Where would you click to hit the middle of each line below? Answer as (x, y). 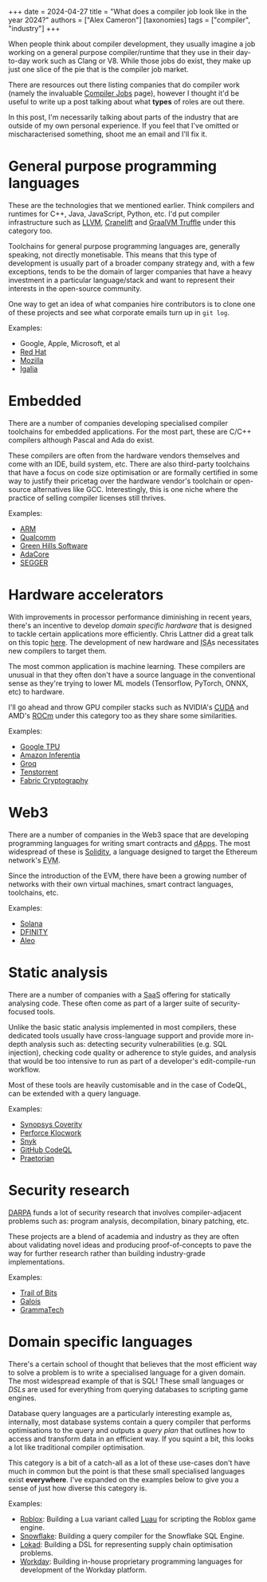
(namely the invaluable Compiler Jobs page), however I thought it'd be (124, 93)
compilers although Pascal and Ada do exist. (81, 440)
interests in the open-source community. (75, 288)
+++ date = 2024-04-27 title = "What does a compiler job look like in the (128, 12)
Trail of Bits (38, 1293)
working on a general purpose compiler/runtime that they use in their (121, 52)
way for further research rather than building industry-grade (107, 1253)
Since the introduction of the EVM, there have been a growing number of (128, 876)
